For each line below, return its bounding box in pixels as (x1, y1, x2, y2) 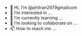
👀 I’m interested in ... (9, 10, 52, 16)
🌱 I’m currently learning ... (9, 15, 63, 20)
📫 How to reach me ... (9, 26, 56, 31)
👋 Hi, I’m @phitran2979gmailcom (9, 5, 78, 10)
